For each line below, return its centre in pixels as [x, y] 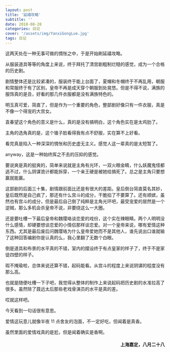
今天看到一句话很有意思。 [32, 310]
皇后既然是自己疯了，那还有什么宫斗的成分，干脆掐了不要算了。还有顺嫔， [83, 195]
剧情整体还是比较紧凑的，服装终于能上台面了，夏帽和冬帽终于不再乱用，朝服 [85, 81]
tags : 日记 [16, 39]
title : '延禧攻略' [23, 15]
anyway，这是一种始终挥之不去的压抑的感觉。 [53, 154]
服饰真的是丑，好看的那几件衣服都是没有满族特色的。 [61, 94]
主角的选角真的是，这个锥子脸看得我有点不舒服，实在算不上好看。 [74, 133]
